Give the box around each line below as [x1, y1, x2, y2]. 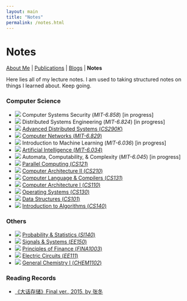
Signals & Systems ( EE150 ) [22, 238, 87, 245]
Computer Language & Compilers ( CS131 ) [22, 174, 123, 181]
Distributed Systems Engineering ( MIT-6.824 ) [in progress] [22, 118, 165, 125]
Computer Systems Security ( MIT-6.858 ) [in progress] [22, 111, 154, 118]
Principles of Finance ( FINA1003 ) [22, 245, 103, 252]
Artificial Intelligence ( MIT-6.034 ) [22, 146, 103, 153]
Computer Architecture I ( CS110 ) [22, 181, 101, 188]
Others [6, 217, 27, 225]
